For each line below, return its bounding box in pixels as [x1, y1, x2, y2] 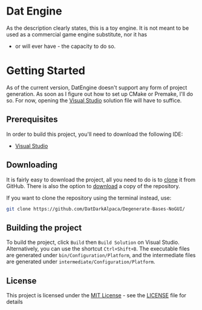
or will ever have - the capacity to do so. [15, 42, 116, 50]
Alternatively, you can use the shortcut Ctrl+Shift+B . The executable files [6, 245, 190, 252]
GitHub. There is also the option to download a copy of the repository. [6, 182, 180, 189]
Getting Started [6, 64, 86, 78]
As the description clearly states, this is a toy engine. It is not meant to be [6, 24, 189, 32]
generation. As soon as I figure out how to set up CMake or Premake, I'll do [6, 90, 194, 98]
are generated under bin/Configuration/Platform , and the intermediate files [6, 252, 196, 259]
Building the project [6, 223, 82, 233]
